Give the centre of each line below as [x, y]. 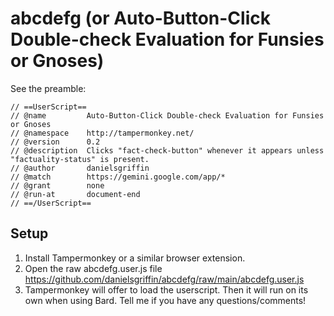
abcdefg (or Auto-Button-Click [140, 18]
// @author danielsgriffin [80, 168]
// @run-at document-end [75, 194]
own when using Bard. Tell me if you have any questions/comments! [165, 300]
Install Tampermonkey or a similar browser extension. [135, 258]
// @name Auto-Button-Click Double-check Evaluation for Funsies [167, 115]
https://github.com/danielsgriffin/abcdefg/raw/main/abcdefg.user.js [164, 279]
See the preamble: [48, 88]
